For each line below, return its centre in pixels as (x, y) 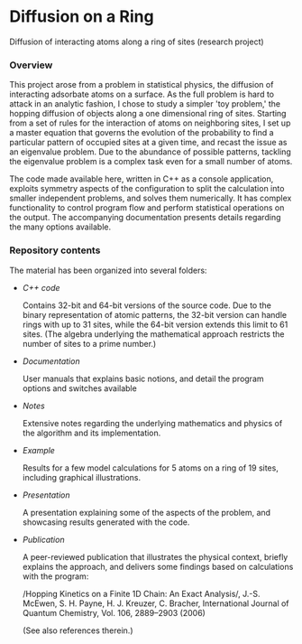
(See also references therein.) (78, 630)
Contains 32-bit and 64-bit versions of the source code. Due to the (147, 305)
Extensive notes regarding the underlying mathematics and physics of (152, 423)
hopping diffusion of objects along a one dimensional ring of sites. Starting (148, 114)
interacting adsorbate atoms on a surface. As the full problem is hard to (142, 94)
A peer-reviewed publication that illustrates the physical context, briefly (155, 556)
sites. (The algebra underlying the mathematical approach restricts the (153, 334)
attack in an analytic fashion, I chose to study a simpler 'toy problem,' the (145, 104)
